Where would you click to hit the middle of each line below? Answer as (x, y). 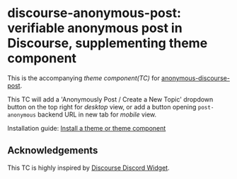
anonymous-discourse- (196, 78)
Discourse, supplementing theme (108, 43)
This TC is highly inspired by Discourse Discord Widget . (88, 168)
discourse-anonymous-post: (94, 13)
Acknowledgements (53, 151)
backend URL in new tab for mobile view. (97, 114)
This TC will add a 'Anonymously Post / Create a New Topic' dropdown (110, 99)
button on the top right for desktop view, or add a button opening (102, 107)
